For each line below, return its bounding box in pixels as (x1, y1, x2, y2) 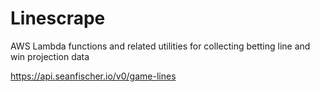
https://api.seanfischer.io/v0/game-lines (10, 70, 177, 82)
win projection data (10, 50, 90, 62)
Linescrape (10, 7, 106, 30)
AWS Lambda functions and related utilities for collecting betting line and (10, 40, 311, 52)
